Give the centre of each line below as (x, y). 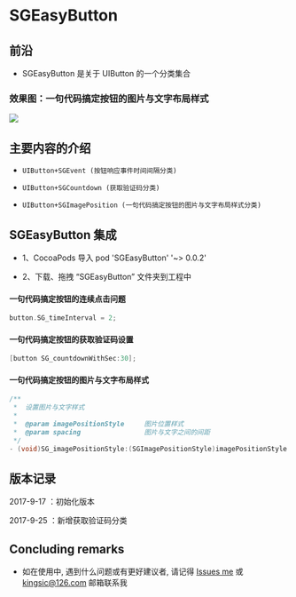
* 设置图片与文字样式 (49, 408)
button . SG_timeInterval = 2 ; (63, 318)
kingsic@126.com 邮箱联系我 (75, 583)
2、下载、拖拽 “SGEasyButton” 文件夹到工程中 (107, 276)
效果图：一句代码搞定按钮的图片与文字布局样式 (109, 99)
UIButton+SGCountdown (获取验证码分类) (91, 188)
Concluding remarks (67, 549)
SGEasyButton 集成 (63, 235)
